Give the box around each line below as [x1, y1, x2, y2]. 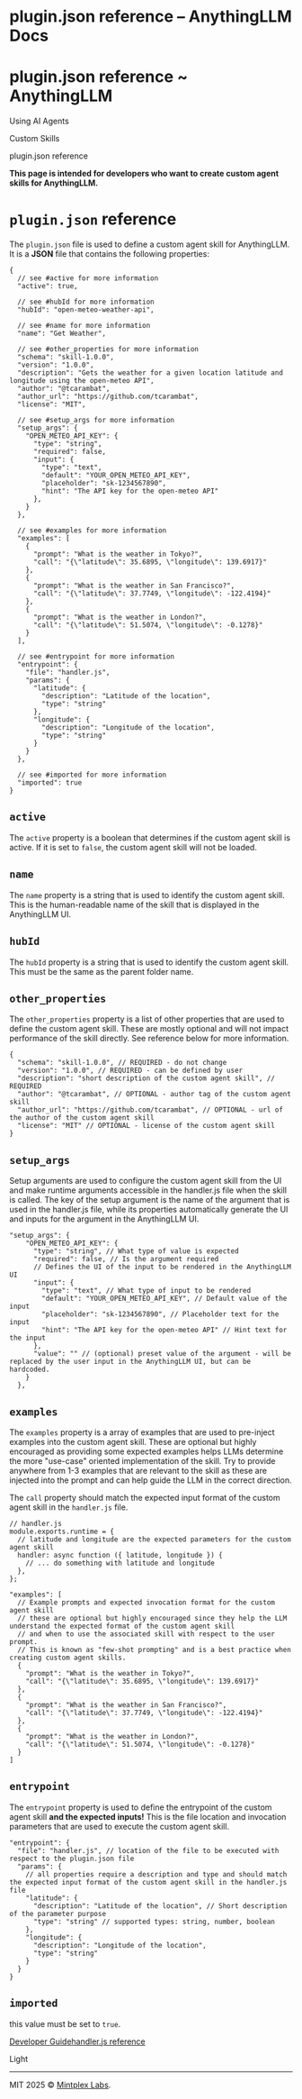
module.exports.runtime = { [9, 1527, 115, 1536]
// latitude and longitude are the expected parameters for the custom [17, 1534, 292, 1544]
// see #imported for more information [17, 770, 167, 780]
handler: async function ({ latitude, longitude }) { [17, 1550, 223, 1559]
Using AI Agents [9, 115, 69, 127]
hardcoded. [9, 1365, 50, 1375]
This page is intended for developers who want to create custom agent [9, 168, 280, 179]
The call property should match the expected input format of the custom [9, 1492, 280, 1503]
